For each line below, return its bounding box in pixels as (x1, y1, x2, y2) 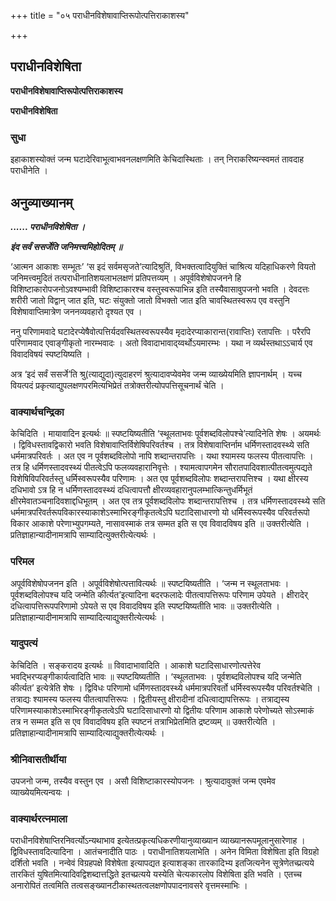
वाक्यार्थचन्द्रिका (10, 405, 65, 419)
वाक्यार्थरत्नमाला (10, 812, 68, 826)
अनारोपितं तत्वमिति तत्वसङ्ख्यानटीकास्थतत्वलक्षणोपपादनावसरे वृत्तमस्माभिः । (10, 880, 248, 892)
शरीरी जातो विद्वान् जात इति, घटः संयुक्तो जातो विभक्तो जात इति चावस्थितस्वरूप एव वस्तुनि (10, 294, 290, 306)
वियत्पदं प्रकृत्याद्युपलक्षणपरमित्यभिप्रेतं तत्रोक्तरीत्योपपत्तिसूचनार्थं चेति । (10, 379, 225, 391)
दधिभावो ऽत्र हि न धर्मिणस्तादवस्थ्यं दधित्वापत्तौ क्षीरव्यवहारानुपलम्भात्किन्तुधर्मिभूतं (10, 484, 253, 496)
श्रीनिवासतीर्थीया (10, 752, 67, 766)
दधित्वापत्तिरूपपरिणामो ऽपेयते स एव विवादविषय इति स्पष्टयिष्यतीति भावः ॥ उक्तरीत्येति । (10, 600, 280, 612)
